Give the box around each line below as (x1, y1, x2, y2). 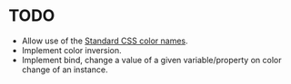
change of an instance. (21, 64, 108, 75)
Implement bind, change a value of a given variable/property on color (21, 54, 282, 65)
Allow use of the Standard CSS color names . (21, 35, 188, 46)
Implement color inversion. (21, 44, 122, 55)
